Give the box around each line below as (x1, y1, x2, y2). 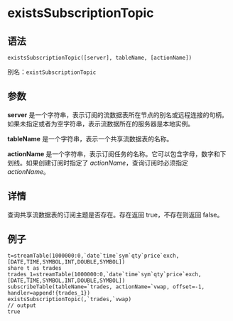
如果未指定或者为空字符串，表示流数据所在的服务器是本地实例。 (7, 119, 194, 128)
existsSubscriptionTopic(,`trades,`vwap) (7, 296, 132, 303)
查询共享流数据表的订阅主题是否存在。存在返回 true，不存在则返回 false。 (7, 210, 224, 219)
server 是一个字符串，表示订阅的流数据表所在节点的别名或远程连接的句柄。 (7, 110, 229, 119)
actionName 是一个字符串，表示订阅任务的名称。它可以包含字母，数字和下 (7, 149, 227, 158)
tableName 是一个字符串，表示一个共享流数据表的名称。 (7, 134, 173, 143)
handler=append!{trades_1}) (7, 290, 91, 297)
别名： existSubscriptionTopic (7, 67, 97, 76)
